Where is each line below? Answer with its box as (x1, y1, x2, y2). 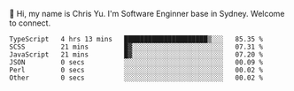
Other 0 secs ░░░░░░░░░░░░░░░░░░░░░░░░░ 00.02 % (9, 73, 264, 82)
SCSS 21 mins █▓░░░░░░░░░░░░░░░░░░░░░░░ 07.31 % (9, 42, 264, 51)
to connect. (9, 18, 51, 28)
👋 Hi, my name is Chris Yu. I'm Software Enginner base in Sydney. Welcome (9, 9, 285, 19)
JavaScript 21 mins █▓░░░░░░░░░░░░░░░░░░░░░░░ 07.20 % (9, 50, 264, 59)
